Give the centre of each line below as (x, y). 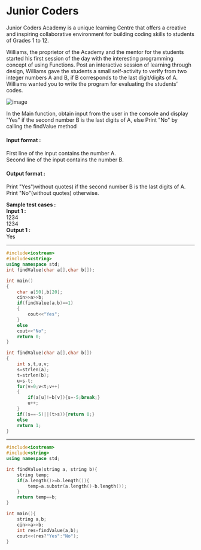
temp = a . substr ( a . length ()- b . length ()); (77, 486)
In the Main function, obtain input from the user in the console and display (97, 113)
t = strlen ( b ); (33, 375)
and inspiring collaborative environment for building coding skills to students (100, 34)
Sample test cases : (31, 205)
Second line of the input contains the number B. (65, 160)
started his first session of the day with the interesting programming (90, 58)
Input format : (24, 140)
